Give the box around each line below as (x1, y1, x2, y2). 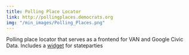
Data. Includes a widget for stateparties (6, 42, 103, 49)
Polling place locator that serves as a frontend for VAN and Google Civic (6, 36, 184, 43)
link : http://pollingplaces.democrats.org (6, 14, 113, 20)
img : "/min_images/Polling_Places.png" (6, 20, 106, 25)
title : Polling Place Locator (6, 8, 82, 15)
